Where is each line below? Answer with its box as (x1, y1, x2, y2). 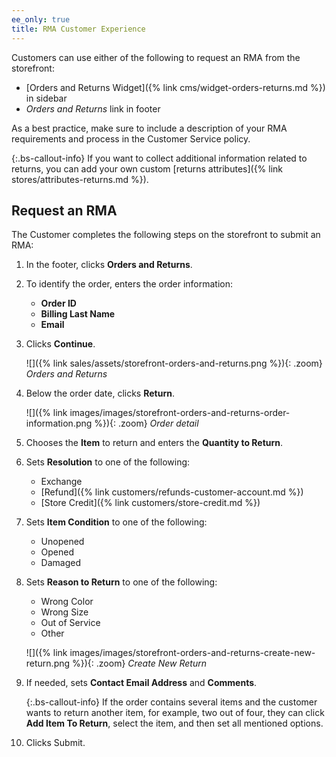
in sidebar (25, 92, 68, 104)
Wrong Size (40, 606, 89, 618)
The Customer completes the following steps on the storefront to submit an (11, 229, 321, 241)
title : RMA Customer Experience (11, 24, 146, 34)
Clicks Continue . (25, 338, 96, 350)
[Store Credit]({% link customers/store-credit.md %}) (40, 497, 261, 509)
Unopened (40, 536, 85, 548)
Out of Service (40, 617, 101, 629)
